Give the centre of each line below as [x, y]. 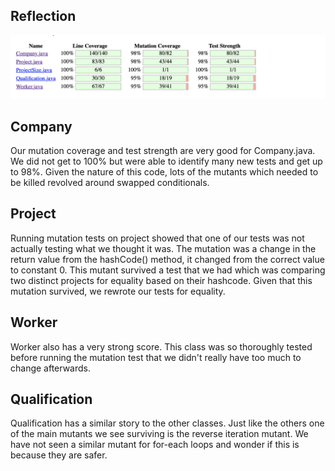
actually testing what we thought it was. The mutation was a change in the [163, 248]
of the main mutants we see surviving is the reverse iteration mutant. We [159, 434]
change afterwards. [51, 368]
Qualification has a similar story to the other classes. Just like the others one [167, 423]
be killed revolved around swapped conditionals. [110, 183]
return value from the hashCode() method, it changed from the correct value [167, 259]
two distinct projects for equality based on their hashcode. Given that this [161, 280]
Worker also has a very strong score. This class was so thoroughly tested [161, 346]
